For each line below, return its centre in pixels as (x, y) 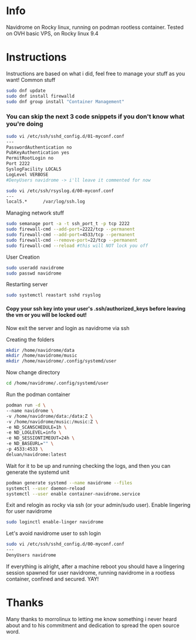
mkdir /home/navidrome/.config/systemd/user (61, 361)
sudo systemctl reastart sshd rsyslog (53, 295)
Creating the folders (30, 339)
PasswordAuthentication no (39, 147)
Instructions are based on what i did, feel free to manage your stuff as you (96, 73)
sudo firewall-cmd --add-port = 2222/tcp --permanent (70, 229)
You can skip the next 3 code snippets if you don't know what (95, 117)
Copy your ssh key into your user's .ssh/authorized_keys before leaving (96, 308)
